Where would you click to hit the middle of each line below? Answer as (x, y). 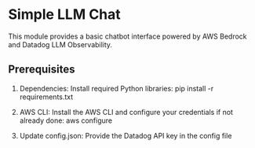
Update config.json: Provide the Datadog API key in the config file (126, 135)
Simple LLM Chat (65, 15)
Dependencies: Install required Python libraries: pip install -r (117, 88)
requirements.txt (46, 97)
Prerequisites (42, 70)
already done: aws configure (66, 120)
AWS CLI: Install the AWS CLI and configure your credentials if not (126, 112)
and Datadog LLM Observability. (60, 44)
